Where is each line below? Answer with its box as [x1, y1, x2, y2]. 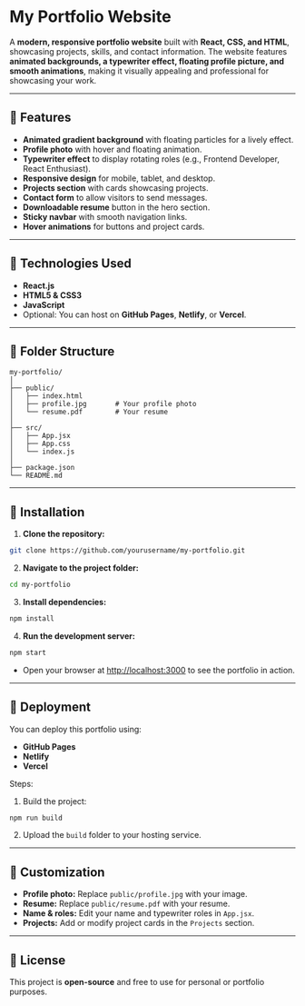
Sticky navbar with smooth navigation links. [22, 211, 188, 222]
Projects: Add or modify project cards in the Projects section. [22, 918, 255, 929]
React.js [22, 280, 55, 291]
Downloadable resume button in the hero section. [22, 202, 211, 213]
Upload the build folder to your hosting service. [22, 830, 202, 841]
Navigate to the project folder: [22, 563, 139, 573]
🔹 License [9, 952, 66, 968]
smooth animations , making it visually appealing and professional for [9, 65, 270, 76]
